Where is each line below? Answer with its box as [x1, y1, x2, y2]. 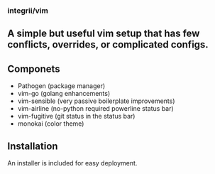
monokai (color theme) [17, 119, 84, 128]
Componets [7, 62, 60, 75]
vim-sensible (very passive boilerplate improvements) [17, 97, 175, 105]
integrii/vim [7, 6, 48, 16]
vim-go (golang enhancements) [17, 89, 111, 98]
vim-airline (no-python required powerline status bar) [17, 104, 174, 113]
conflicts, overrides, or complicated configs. [7, 38, 209, 51]
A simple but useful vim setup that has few [7, 28, 200, 40]
